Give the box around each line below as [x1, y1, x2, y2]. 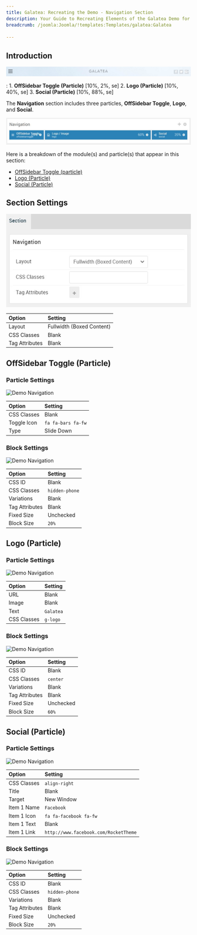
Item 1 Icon [8, 812, 36, 819]
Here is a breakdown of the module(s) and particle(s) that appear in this [6, 150, 179, 157]
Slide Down [44, 427, 72, 434]
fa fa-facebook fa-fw [45, 813, 98, 819]
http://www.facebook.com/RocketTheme [45, 830, 137, 836]
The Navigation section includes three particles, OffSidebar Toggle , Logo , [6, 100, 187, 107]
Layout [8, 323, 25, 330]
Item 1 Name [8, 804, 40, 811]
